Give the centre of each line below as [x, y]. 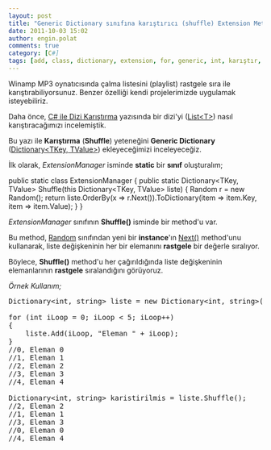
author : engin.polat [43, 38]
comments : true [34, 46]
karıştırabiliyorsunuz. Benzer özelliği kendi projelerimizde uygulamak [122, 92]
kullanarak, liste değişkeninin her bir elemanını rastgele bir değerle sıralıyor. [134, 246]
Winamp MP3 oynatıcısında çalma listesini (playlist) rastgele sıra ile [120, 83]
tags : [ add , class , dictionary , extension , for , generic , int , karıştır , [135, 61]
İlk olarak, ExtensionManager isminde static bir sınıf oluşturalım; [116, 165]
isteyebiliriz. [28, 101]
